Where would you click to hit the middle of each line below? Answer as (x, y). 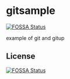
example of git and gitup (35, 38)
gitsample (31, 11)
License (21, 56)
